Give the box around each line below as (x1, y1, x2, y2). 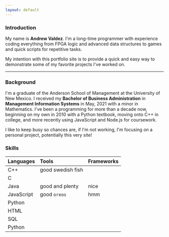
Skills (5, 145, 19, 152)
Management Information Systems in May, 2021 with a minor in (5, 101, 138, 107)
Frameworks (88, 157, 119, 164)
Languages (8, 157, 35, 164)
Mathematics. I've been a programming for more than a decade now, (5, 106, 147, 112)
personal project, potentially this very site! (5, 132, 92, 138)
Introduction (5, 24, 36, 31)
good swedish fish (40, 166, 83, 173)
